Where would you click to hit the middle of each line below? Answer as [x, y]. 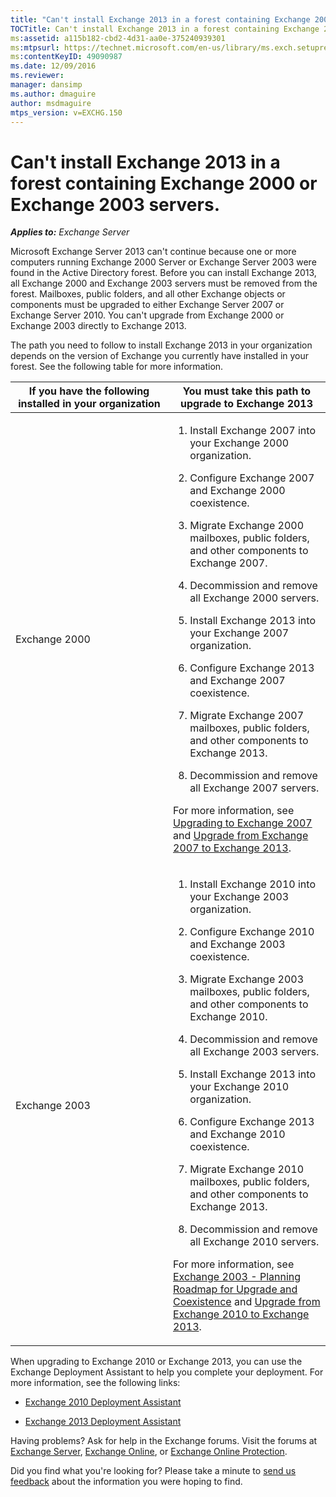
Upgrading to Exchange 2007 [243, 823]
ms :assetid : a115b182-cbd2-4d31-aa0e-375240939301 [118, 38]
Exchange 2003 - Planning [237, 1277]
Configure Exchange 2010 [252, 932]
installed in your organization [89, 404]
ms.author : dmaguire [53, 94]
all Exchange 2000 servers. [254, 598]
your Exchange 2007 [239, 633]
